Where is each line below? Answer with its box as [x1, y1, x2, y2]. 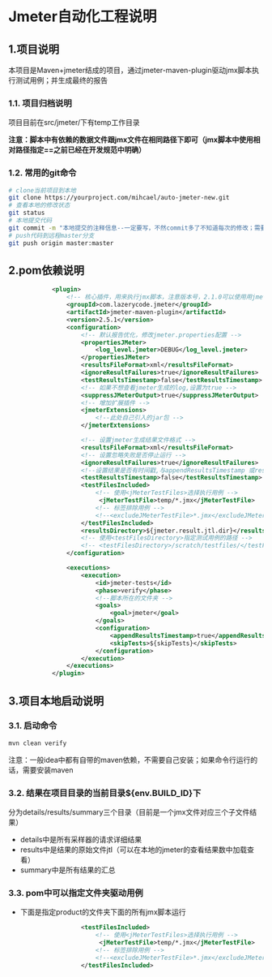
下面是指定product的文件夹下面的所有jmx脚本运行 [19, 907, 186, 917]
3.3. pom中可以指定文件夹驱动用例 [8, 887, 143, 898]
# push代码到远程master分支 [8, 231, 95, 239]
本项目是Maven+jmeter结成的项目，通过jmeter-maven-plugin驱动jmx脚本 [8, 66, 253, 75]
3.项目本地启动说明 [8, 694, 104, 708]
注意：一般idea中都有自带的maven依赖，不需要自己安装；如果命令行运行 [8, 755, 251, 764]
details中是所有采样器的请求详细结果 [19, 835, 142, 845]
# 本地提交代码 [8, 217, 53, 225]
